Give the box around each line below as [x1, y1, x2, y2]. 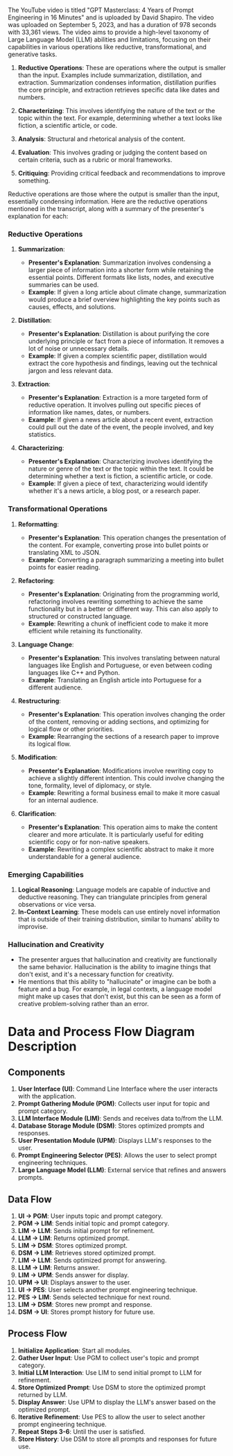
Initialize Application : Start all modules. [17, 1346, 132, 1355]
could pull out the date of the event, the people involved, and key [28, 423, 214, 431]
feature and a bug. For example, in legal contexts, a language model [17, 985, 212, 994]
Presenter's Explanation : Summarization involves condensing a [28, 258, 212, 267]
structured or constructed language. [28, 612, 132, 620]
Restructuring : [17, 696, 61, 705]
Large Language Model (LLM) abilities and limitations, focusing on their [8, 35, 211, 44]
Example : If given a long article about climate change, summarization [28, 288, 227, 296]
